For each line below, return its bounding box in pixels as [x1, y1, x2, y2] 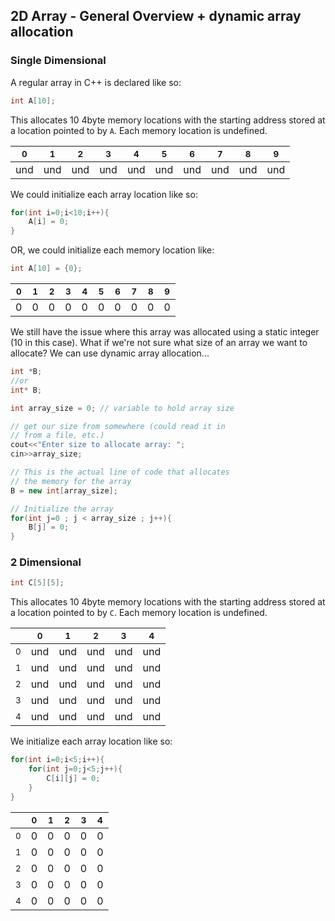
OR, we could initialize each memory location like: [10, 244, 215, 256]
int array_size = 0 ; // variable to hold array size [10, 403, 235, 413]
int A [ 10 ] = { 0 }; [10, 264, 83, 274]
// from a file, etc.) [10, 430, 105, 441]
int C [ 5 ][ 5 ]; [10, 578, 65, 588]
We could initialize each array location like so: [10, 188, 198, 200]
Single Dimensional [10, 54, 107, 68]
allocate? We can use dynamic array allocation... [10, 347, 210, 359]
